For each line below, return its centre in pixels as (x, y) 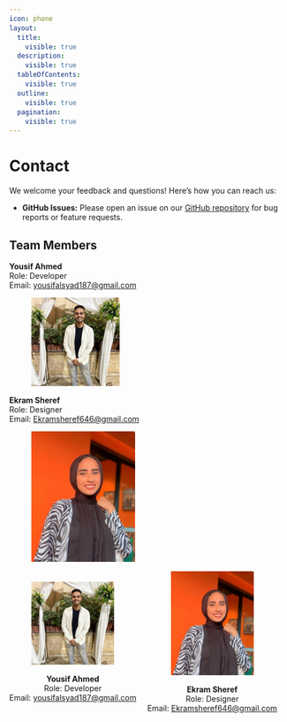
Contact (39, 166)
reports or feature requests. (72, 218)
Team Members (53, 245)
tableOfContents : (49, 75)
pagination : (39, 112)
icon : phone (31, 19)
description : (41, 56)
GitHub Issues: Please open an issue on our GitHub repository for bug (150, 208)
